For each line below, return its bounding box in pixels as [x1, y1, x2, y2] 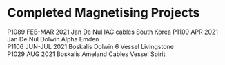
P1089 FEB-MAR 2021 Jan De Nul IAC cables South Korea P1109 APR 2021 [7, 28, 219, 36]
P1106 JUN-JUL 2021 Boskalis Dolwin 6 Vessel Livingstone [7, 42, 174, 50]
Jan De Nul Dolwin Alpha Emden [7, 35, 99, 43]
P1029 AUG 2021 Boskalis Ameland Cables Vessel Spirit [7, 50, 166, 58]
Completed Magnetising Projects [7, 5, 200, 21]
